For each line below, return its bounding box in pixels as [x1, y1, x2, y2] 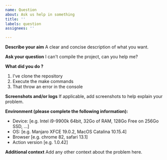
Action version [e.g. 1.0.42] [12, 139, 68, 145]
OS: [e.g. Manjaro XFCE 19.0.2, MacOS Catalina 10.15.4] [12, 128, 127, 135]
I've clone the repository [12, 73, 63, 79]
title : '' [5, 16, 26, 21]
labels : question [5, 21, 41, 26]
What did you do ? [5, 63, 43, 69]
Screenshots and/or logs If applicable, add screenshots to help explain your [5, 93, 163, 99]
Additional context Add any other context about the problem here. [5, 149, 142, 155]
